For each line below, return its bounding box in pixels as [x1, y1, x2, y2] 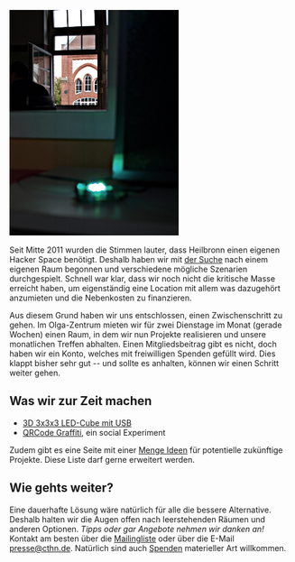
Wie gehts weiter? [9, 480, 115, 496]
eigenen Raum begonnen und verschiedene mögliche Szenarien [9, 263, 248, 274]
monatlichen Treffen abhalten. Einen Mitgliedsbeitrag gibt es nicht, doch [9, 339, 278, 349]
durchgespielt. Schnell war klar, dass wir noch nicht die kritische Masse [9, 273, 276, 284]
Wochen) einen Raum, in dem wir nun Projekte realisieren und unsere [9, 329, 266, 339]
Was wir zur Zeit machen [9, 393, 152, 409]
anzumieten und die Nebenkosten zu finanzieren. [9, 292, 192, 303]
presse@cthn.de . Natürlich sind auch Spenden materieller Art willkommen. [9, 542, 287, 553]
